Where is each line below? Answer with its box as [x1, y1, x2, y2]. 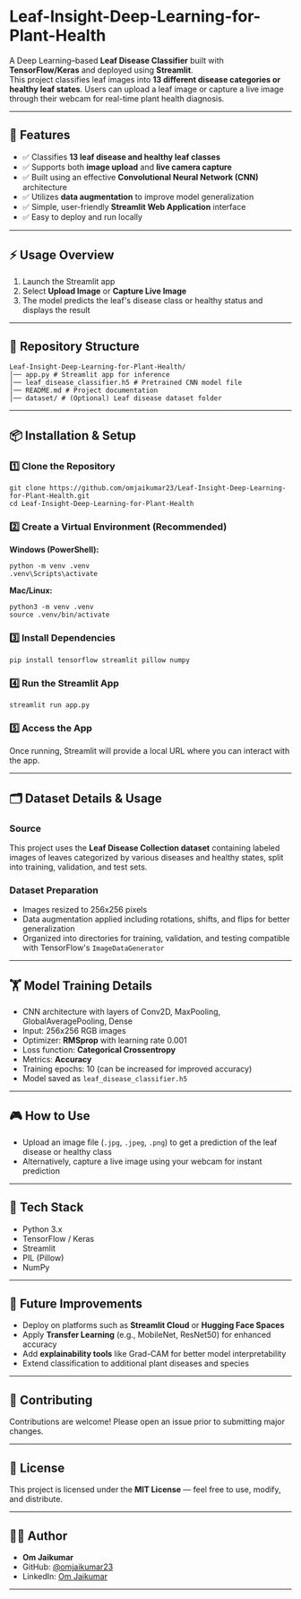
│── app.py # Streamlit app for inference [9, 371, 170, 380]
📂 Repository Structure [9, 338, 140, 354]
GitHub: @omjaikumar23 [21, 1561, 114, 1572]
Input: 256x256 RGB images [21, 1026, 127, 1036]
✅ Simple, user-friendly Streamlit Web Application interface [21, 201, 246, 212]
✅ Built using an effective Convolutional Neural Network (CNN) [21, 171, 259, 182]
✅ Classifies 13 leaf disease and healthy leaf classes [21, 151, 221, 162]
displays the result [21, 304, 90, 315]
